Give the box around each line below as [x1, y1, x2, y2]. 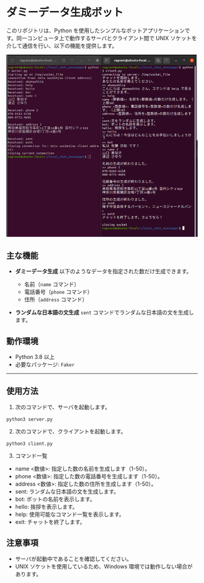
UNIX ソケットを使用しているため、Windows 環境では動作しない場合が [15, 562, 193, 570]
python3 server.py [6, 416, 53, 422]
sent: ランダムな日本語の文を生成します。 [15, 487, 120, 495]
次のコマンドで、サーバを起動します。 [15, 403, 110, 411]
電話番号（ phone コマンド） [24, 288, 93, 296]
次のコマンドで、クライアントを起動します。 [15, 427, 126, 435]
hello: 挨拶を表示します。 [15, 503, 78, 510]
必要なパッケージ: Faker [15, 360, 75, 368]
